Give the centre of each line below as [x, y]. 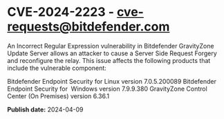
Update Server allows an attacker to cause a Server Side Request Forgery [112, 53]
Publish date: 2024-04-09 [45, 109]
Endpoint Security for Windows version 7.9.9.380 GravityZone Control [107, 89]
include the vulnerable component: [57, 68]
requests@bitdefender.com [88, 27]
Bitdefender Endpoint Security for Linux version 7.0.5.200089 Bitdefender [112, 81]
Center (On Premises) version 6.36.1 [58, 96]
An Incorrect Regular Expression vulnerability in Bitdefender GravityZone [111, 46]
